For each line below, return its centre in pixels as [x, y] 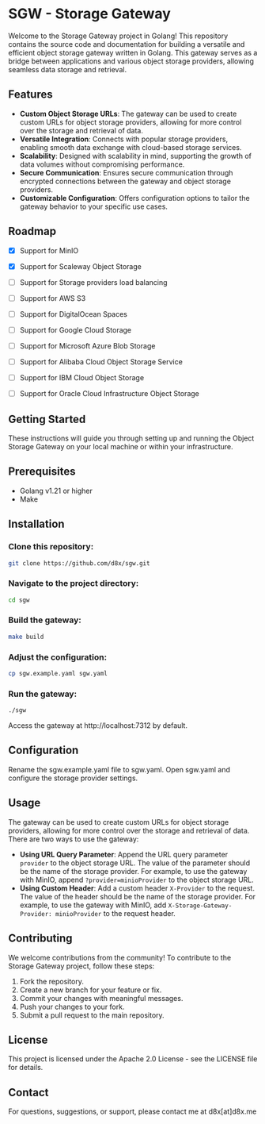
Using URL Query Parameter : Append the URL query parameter [123, 854]
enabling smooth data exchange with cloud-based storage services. [131, 147]
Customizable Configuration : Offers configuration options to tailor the [135, 198]
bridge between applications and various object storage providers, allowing [131, 61]
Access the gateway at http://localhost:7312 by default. [98, 726]
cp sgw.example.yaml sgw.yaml [58, 674]
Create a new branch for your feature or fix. [91, 990]
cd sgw [19, 600]
